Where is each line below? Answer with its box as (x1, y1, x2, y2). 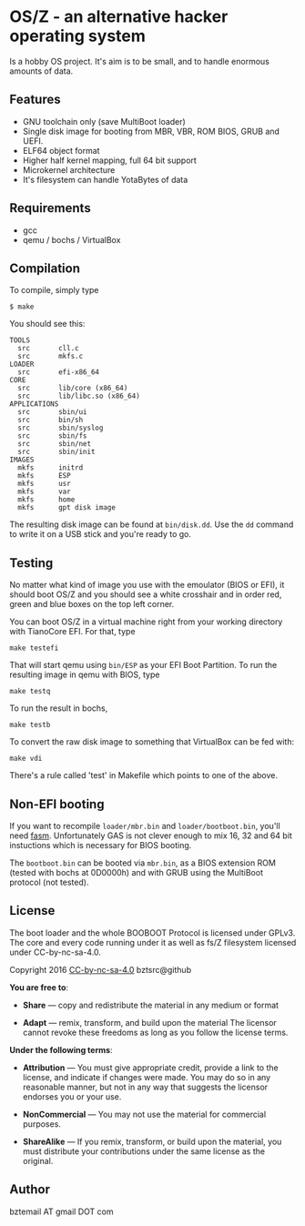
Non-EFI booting (9, 796, 105, 812)
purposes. (22, 1118, 62, 1130)
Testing (9, 555, 54, 571)
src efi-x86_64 (17, 368, 100, 377)
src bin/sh (17, 416, 84, 425)
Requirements (9, 200, 91, 216)
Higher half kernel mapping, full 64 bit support (22, 155, 198, 166)
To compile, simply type (9, 285, 99, 296)
